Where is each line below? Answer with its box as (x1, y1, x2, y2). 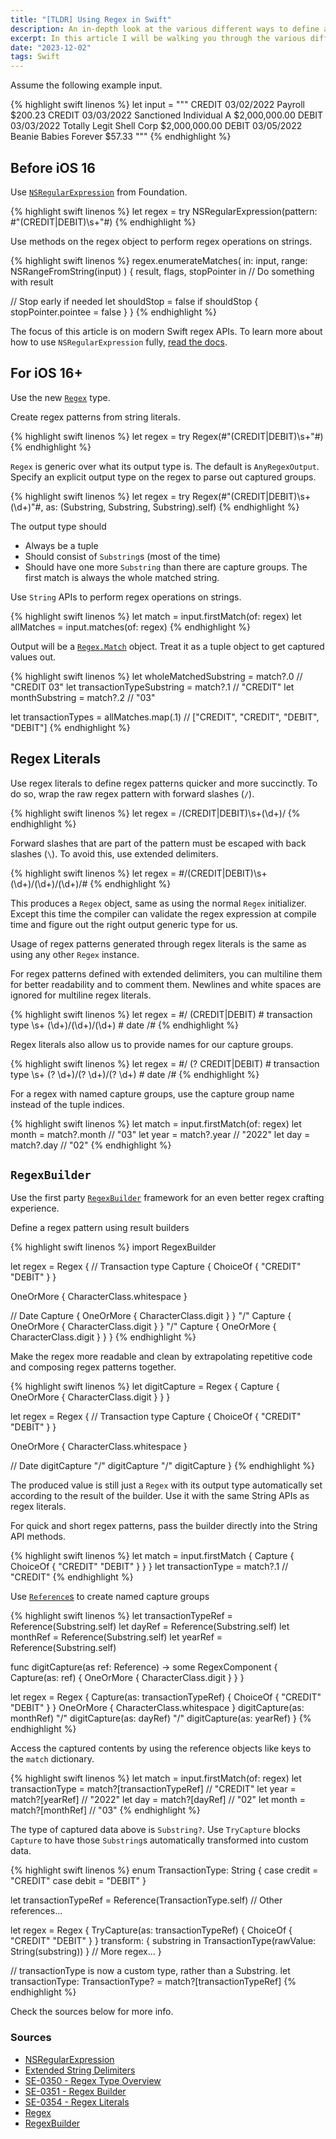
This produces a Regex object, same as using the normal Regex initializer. (10, 897, 307, 909)
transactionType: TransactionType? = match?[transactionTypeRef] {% (10, 1976, 297, 1988)
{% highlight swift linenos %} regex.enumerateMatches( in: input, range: (10, 254, 308, 266)
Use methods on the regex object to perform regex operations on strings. (10, 235, 313, 247)
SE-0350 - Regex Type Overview (24, 2074, 162, 2086)
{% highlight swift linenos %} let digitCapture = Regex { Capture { (10, 1381, 280, 1393)
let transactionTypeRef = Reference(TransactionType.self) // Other (10, 1894, 283, 1906)
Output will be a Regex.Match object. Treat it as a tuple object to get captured (10, 640, 325, 652)
